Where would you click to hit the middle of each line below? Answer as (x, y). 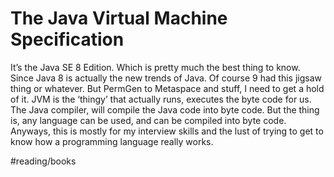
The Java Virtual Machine (119, 18)
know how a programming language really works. (112, 141)
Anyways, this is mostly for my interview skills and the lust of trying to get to (167, 131)
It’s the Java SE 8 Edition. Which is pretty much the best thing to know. (155, 67)
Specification (67, 39)
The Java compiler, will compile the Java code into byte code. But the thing (165, 109)
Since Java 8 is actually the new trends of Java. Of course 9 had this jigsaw (166, 78)
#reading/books (43, 161)
